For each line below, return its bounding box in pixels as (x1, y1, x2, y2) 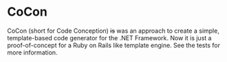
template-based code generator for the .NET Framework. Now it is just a (7, 33, 212, 42)
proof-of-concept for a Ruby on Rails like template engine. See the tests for (7, 41, 220, 49)
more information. (7, 48, 58, 57)
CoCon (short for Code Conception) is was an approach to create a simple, (7, 27, 220, 35)
